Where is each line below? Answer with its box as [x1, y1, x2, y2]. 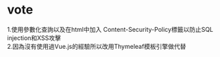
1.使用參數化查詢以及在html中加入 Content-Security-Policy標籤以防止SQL [7, 25, 214, 33]
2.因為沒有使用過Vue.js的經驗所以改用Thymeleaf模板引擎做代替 [7, 42, 186, 50]
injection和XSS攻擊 [7, 33, 62, 42]
